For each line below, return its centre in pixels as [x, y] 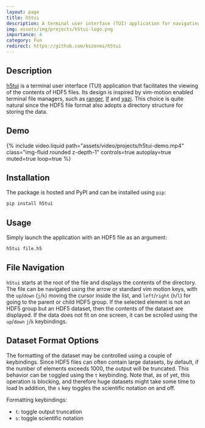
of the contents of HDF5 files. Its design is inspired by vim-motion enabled [100, 92]
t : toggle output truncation [49, 411]
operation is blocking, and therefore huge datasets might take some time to [101, 381]
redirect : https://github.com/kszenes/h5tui [64, 46]
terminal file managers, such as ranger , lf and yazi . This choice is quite [95, 98]
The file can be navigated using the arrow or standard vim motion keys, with [102, 289]
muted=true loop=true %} [39, 158]
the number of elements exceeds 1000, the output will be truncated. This [98, 368]
